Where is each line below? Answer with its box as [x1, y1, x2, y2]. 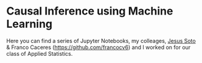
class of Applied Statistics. [6, 50, 73, 57]
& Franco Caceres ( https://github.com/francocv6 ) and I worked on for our [6, 44, 191, 51]
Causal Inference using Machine [6, 4, 173, 18]
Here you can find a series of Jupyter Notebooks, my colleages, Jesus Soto [6, 37, 196, 44]
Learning [6, 17, 53, 31]
